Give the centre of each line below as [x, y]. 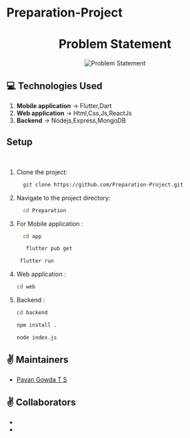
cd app [32, 236]
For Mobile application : [50, 223]
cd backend [32, 313]
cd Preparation [45, 210]
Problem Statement [115, 44]
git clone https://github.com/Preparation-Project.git [103, 185]
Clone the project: [42, 172]
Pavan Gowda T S [42, 379]
